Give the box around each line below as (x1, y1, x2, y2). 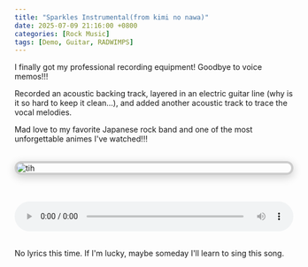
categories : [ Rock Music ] (14, 29, 110, 38)
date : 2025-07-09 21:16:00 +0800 (14, 21, 138, 30)
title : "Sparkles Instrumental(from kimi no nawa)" (14, 12, 209, 22)
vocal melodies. (14, 107, 73, 118)
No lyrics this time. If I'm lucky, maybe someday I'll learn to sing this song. (14, 248, 285, 259)
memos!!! (14, 72, 49, 82)
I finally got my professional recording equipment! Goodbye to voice (14, 62, 263, 72)
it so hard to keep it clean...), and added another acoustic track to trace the (14, 98, 289, 109)
